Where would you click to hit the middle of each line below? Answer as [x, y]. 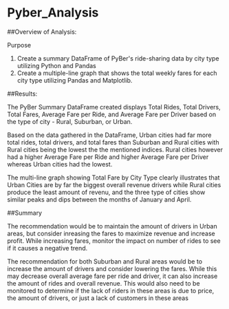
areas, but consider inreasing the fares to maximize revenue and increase [111, 233]
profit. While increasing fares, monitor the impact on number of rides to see [114, 241]
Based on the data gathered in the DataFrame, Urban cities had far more [109, 135]
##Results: [22, 94]
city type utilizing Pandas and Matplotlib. [75, 80]
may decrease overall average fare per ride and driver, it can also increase [112, 276]
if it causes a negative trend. [47, 248]
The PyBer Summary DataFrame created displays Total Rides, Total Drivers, [114, 107]
